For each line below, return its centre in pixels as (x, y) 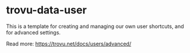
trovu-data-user (46, 10)
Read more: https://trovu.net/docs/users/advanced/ (69, 44)
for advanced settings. (33, 32)
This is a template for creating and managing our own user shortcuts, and (95, 26)
